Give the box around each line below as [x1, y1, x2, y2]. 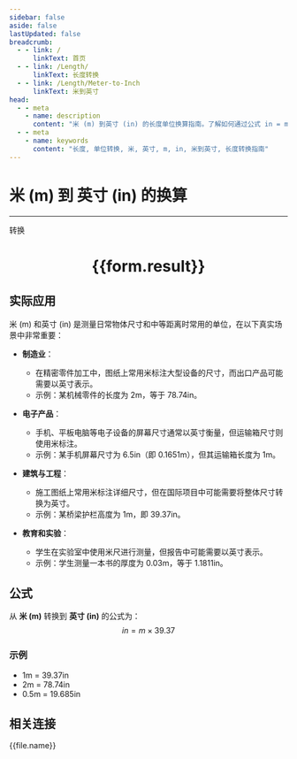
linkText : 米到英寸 [32, 87, 100, 96]
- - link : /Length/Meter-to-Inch [17, 79, 141, 88]
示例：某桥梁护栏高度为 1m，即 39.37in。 [34, 509, 186, 519]
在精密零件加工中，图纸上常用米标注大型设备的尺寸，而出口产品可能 [34, 367, 284, 378]
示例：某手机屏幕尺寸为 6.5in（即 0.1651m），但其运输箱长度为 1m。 [34, 448, 281, 460]
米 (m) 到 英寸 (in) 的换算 [9, 185, 187, 205]
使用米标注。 [34, 438, 82, 448]
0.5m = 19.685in [21, 688, 81, 699]
